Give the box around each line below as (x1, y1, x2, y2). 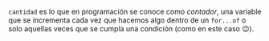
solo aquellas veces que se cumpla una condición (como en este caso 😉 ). (8, 24, 255, 33)
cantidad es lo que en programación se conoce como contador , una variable (8, 7, 262, 16)
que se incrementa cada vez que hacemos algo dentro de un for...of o (8, 15, 247, 25)
